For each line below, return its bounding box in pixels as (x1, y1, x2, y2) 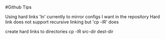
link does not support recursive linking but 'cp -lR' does (5, 19, 119, 25)
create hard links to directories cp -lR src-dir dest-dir (5, 29, 113, 34)
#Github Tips (5, 4, 32, 10)
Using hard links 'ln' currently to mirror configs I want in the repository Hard (5, 14, 160, 19)
